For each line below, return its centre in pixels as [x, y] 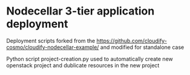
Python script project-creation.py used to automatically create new [90, 59]
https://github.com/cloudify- [132, 41]
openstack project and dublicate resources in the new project [83, 65]
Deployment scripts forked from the [51, 41]
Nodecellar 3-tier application [80, 11]
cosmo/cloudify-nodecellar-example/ [53, 47]
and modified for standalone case [142, 47]
